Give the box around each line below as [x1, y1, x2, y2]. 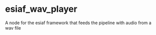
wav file [5, 25, 21, 31]
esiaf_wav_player [5, 3, 78, 15]
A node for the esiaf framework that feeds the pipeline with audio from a [5, 20, 152, 26]
